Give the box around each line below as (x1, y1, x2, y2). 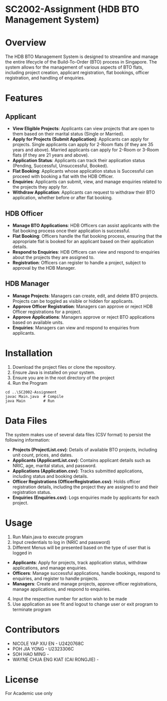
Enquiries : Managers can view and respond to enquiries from (12, 324, 139, 331)
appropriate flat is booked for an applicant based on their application (12, 238, 154, 244)
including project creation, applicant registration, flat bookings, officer (5, 70, 149, 76)
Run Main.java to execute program (12, 534, 83, 540)
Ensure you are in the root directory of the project (12, 374, 115, 381)
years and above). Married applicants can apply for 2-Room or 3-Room (12, 147, 159, 153)
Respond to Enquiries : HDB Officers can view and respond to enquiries (12, 249, 160, 255)
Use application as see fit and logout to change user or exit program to (12, 601, 158, 607)
